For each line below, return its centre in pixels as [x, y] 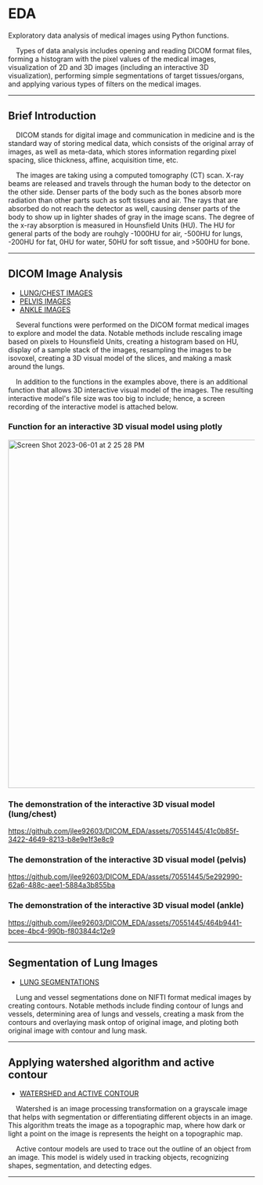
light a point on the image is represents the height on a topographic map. [126, 1134]
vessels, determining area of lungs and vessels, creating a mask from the [126, 1014]
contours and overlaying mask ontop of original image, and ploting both [123, 1022]
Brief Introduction [52, 116]
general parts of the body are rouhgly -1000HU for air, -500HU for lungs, [126, 233]
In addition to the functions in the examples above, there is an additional [131, 381]
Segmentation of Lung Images [83, 963]
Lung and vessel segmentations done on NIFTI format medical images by [133, 997]
